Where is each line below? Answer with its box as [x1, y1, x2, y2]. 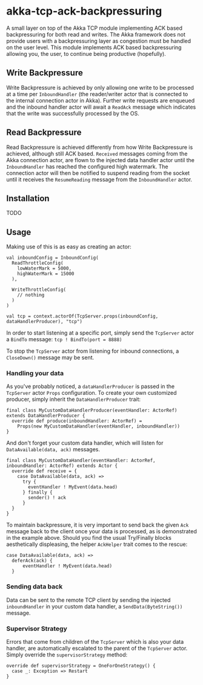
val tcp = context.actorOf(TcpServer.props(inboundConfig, [6, 313, 159, 319]
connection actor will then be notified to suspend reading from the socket [6, 169, 190, 177]
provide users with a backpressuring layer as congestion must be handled [6, 37, 191, 44]
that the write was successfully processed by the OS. [6, 109, 139, 117]
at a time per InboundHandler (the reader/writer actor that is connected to [6, 90, 188, 98]
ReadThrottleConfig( [12, 260, 64, 267]
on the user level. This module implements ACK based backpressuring [6, 44, 182, 51]
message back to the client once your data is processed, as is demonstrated [6, 528, 197, 535]
